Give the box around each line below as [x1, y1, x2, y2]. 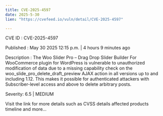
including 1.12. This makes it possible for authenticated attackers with [5, 76, 149, 82]
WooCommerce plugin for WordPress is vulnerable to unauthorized [5, 60, 145, 66]
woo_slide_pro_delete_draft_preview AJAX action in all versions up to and [5, 71, 158, 77]
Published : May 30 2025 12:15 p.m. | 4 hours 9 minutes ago [5, 45, 131, 51]
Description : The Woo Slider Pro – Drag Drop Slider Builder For [5, 54, 137, 61]
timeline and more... [5, 106, 47, 112]
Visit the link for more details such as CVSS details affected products [5, 101, 149, 107]
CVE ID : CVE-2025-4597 [5, 35, 58, 41]
